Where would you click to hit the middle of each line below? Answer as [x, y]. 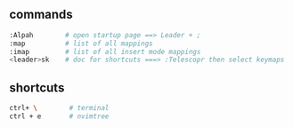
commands [41, 15]
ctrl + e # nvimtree [59, 116]
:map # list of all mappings [81, 44]
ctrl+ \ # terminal [59, 108]
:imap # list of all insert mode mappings [105, 52]
